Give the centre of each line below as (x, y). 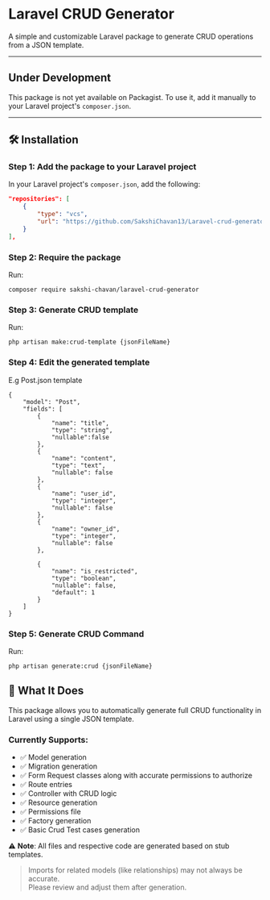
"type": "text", (78, 465)
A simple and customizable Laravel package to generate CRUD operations (131, 36)
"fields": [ (43, 409)
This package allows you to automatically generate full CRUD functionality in (135, 710)
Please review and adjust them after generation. (107, 887)
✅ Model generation (53, 757)
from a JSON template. (46, 44)
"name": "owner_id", (86, 529)
